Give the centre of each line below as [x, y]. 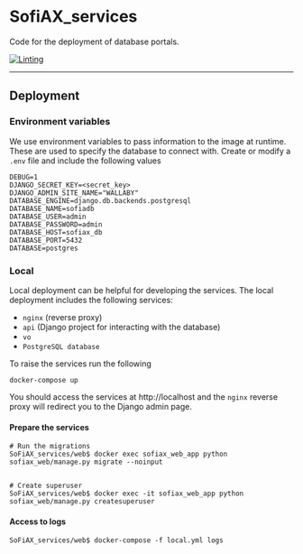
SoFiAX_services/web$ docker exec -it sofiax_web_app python [127, 494]
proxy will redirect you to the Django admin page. [101, 406]
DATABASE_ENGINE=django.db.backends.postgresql [101, 200]
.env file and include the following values [85, 161]
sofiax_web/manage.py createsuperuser [82, 502]
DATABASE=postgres [44, 248]
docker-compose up [44, 380]
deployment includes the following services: [91, 300]
